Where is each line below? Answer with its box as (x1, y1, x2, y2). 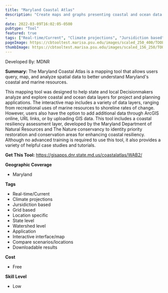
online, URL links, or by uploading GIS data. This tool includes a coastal (5, 115, 151, 121)
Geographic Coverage (5, 161, 52, 167)
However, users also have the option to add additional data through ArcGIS (5, 110, 159, 116)
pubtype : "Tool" (5, 26, 39, 31)
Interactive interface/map (12, 233, 65, 239)
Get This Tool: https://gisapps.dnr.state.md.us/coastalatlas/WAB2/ (5, 152, 142, 158)
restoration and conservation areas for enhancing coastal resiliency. (5, 131, 145, 137)
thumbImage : (5, 45, 30, 50)
